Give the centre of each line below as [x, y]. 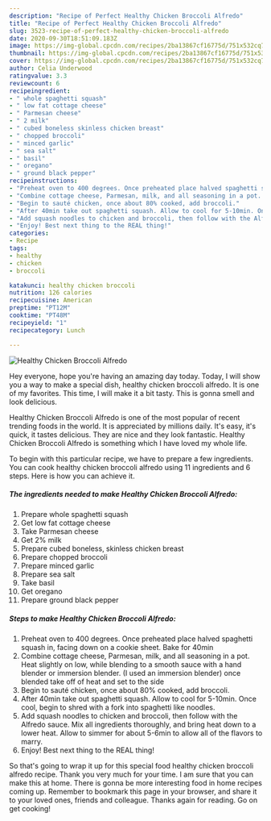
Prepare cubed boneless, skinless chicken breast [102, 548]
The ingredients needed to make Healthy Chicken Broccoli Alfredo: [123, 494]
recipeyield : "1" [38, 323]
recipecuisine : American [51, 300]
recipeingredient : [40, 91]
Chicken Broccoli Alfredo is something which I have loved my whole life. [128, 443]
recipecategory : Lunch [47, 330]
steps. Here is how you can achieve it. [72, 476]
